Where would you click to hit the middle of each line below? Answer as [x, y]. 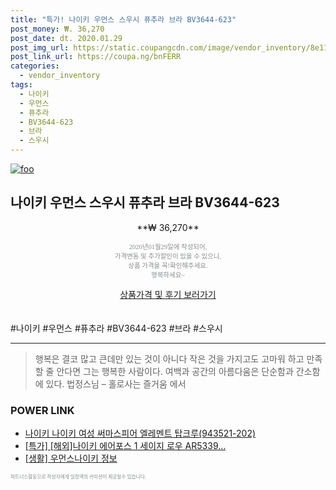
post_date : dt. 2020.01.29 [66, 38]
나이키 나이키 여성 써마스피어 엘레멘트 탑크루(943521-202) [140, 433]
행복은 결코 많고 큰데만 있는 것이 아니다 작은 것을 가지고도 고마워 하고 [169, 358]
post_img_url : [40, 47]
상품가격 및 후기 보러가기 [168, 294]
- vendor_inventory [60, 76]
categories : [35, 66]
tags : [21, 85]
